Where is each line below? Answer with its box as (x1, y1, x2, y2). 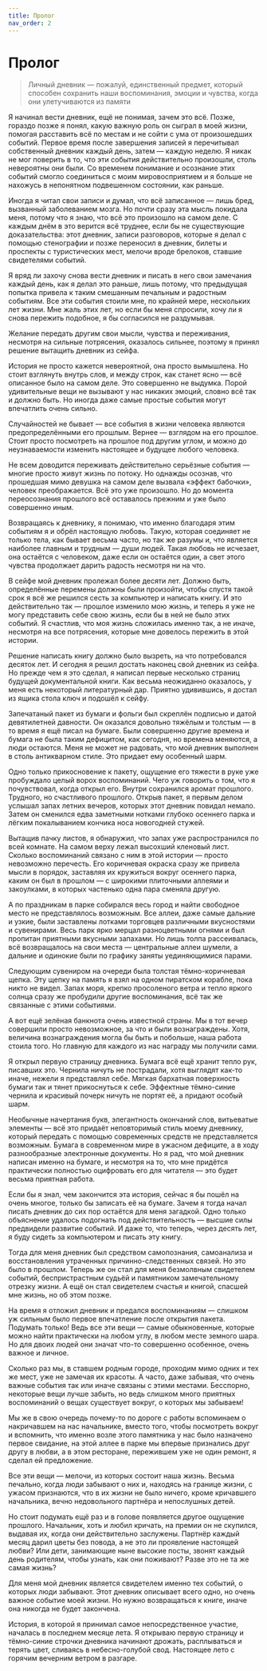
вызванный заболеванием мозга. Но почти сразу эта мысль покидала (8, 205, 249, 214)
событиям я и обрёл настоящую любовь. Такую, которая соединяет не (8, 527, 251, 536)
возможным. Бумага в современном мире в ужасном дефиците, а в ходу (8, 1140, 259, 1150)
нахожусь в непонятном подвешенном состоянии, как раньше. (8, 181, 225, 190)
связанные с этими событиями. (8, 1000, 117, 1010)
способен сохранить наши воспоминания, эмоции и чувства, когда (27, 89, 259, 98)
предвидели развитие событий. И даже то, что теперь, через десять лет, (8, 1224, 257, 1234)
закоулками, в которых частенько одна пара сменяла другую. (8, 884, 221, 894)
